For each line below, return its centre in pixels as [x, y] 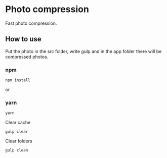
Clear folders [19, 141]
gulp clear [17, 132]
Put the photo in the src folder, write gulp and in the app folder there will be [83, 51]
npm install [18, 80]
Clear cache [18, 123]
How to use [23, 39]
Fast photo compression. [31, 23]
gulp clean [17, 150]
